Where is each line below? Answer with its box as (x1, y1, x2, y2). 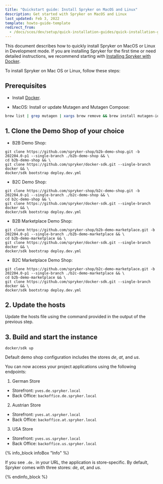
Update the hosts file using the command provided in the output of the (5, 314, 146, 320)
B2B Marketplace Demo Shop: (12, 218, 73, 224)
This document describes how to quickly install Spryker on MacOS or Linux (5, 43, 156, 48)
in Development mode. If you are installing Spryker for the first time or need (5, 48, 156, 54)
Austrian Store (12, 402, 41, 408)
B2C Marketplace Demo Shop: (12, 257, 73, 263)
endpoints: (5, 369, 27, 375)
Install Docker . (12, 95, 41, 100)
